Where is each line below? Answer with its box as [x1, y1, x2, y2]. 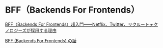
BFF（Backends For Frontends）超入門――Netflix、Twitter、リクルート [5, 21, 150, 27]
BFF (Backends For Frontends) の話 [5, 37, 77, 44]
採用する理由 [30, 27, 57, 33]
